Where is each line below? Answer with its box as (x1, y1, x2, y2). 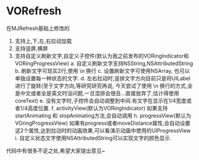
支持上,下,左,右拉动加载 (14, 37, 72, 44)
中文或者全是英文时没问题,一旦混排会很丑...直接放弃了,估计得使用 (20, 90, 179, 97)
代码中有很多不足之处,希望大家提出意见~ (6, 147, 105, 154)
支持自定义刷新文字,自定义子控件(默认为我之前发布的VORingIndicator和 (14, 52, 189, 59)
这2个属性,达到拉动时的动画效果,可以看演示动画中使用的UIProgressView (14, 127, 191, 134)
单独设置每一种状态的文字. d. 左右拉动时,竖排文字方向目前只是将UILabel (14, 75, 191, 82)
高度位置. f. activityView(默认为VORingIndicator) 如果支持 (27, 104, 168, 112)
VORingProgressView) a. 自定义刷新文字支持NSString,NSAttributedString (14, 60, 194, 67)
